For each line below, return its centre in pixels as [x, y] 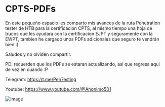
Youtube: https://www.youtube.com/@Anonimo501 [58, 89]
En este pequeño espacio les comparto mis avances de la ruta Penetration [83, 23]
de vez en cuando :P [27, 69]
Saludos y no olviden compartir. [38, 54]
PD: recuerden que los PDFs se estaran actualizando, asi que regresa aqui [83, 64]
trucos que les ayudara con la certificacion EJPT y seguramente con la [79, 33]
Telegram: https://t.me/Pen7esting [41, 79]
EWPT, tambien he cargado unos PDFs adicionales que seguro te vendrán [82, 39]
